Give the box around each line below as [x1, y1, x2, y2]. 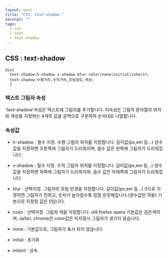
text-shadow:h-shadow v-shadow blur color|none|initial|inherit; [10, 72, 150, 77]
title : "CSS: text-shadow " [5, 12, 64, 17]
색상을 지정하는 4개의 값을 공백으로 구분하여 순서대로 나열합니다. [10, 113, 137, 119]
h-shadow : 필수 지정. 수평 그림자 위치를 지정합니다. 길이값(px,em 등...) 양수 [12, 139, 163, 145]
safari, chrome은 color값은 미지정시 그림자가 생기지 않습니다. [19, 215, 140, 222]
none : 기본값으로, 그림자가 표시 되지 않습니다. [12, 226, 104, 232]
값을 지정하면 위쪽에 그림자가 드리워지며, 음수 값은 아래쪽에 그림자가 [12, 169, 146, 175]
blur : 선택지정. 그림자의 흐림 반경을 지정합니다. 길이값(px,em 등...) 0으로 [12, 186, 156, 192]
